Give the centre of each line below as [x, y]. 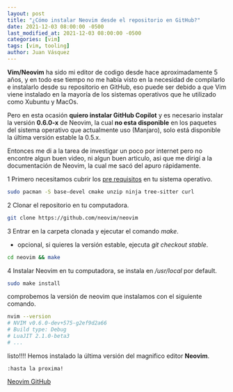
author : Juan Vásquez [39, 53]
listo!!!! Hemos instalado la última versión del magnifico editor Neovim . [109, 356]
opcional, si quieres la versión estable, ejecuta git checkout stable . [113, 245]
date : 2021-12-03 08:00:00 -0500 [56, 26]
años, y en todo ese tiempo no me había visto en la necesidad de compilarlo [116, 79]
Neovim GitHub [29, 381]
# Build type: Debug [37, 330]
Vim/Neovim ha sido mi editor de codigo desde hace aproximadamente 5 [112, 72]
